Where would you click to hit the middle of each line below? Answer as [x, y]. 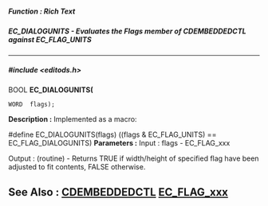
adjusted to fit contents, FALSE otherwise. [77, 167]
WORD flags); [32, 105]
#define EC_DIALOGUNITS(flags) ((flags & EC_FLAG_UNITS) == [112, 134]
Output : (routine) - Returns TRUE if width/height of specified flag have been [134, 158]
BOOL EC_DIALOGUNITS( [51, 90]
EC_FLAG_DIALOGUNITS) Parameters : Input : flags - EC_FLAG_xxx [119, 143]
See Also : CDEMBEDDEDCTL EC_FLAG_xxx [118, 192]
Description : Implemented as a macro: [73, 119]
